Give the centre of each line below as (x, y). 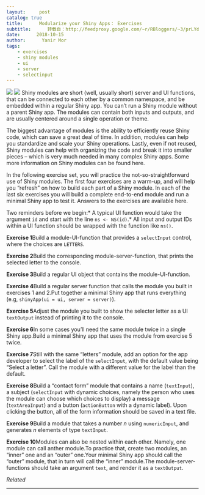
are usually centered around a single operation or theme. (78, 119)
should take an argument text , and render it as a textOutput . (108, 468)
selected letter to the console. (44, 262)
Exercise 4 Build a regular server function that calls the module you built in (99, 286)
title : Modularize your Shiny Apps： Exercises (74, 23)
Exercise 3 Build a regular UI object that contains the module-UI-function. (98, 274)
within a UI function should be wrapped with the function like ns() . (90, 226)
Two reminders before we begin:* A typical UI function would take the (94, 213)
